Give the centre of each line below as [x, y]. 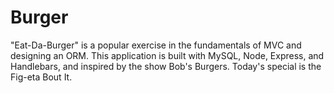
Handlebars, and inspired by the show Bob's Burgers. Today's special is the [166, 66]
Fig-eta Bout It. [41, 77]
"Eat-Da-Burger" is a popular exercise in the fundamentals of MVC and [156, 45]
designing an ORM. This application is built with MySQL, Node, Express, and [167, 55]
